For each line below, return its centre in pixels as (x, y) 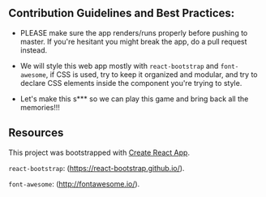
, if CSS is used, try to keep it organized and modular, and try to (152, 74)
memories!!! (40, 107)
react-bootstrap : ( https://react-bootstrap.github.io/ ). (97, 168)
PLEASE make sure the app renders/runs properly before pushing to (134, 32)
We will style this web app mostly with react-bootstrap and (119, 66)
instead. (34, 50)
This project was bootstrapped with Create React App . (99, 152)
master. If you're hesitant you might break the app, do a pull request (133, 41)
